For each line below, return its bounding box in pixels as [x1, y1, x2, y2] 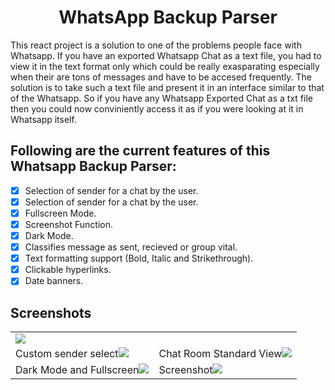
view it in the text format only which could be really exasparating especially [10, 60, 320, 72]
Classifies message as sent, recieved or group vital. [24, 241, 238, 253]
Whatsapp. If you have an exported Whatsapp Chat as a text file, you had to [10, 49, 322, 61]
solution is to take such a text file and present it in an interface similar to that [10, 81, 325, 93]
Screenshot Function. [24, 218, 113, 230]
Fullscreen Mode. [24, 207, 97, 219]
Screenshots [10, 304, 92, 321]
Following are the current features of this [10, 142, 271, 160]
